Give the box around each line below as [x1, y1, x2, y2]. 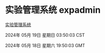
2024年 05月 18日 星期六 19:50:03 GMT [5, 42, 85, 48]
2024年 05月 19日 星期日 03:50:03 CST [5, 32, 85, 38]
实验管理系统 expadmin [5, 4, 101, 16]
